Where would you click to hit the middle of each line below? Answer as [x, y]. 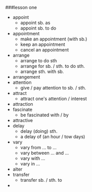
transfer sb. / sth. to [41, 180]
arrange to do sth [39, 61]
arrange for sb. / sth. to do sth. [53, 66]
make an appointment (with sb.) [54, 39]
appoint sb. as [35, 23]
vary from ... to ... [39, 147]
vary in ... [30, 164]
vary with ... [33, 158]
